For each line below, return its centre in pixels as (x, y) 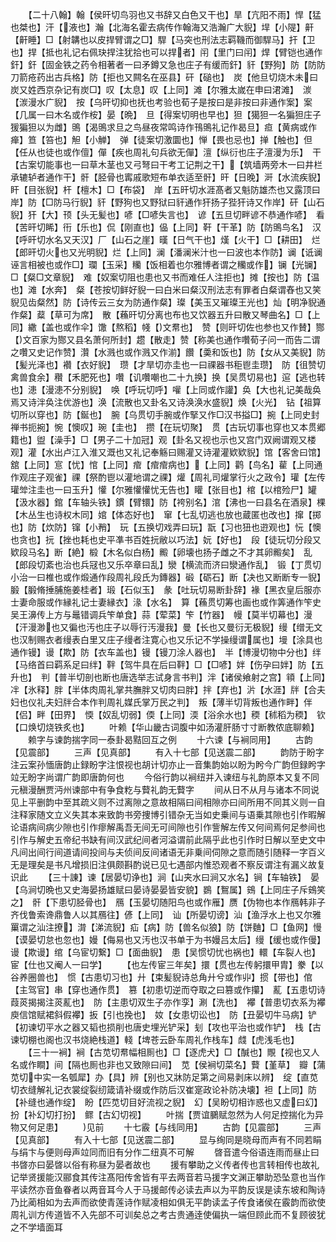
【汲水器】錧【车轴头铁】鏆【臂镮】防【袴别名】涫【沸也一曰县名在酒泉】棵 (168, 502)
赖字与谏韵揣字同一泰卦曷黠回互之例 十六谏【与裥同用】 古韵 (170, 739)
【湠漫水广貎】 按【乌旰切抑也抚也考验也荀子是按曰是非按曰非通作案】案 (161, 102)
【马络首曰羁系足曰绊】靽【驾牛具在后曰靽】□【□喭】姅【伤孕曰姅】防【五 (167, 664)
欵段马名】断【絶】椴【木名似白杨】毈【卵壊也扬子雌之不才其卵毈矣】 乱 (161, 552)
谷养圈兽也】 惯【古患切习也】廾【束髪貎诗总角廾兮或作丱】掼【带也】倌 (161, 977)
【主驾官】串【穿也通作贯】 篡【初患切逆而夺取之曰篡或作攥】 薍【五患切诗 (168, 989)
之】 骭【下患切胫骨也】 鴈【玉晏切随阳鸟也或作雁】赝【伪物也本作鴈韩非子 (168, 902)
